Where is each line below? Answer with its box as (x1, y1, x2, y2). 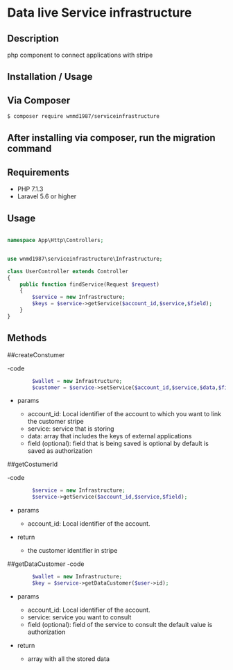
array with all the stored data (27, 654, 110, 663)
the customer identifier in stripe (27, 547, 118, 555)
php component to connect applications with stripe (7, 51, 153, 59)
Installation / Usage (7, 71, 93, 83)
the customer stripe (27, 418, 85, 426)
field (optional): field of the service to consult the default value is (27, 620, 213, 628)
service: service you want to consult (27, 612, 132, 621)
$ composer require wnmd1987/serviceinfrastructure (7, 113, 159, 120)
